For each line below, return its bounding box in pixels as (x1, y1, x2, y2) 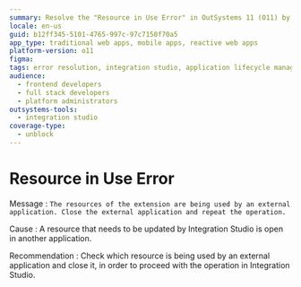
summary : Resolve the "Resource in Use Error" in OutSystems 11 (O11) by (9, 13, 291, 22)
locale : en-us (9, 22, 63, 30)
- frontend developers (17, 80, 102, 89)
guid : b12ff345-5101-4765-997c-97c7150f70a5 (9, 30, 178, 39)
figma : (9, 55, 34, 64)
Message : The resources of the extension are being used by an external (9, 198, 291, 209)
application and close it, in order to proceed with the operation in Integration (9, 259, 290, 270)
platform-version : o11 (9, 47, 94, 56)
